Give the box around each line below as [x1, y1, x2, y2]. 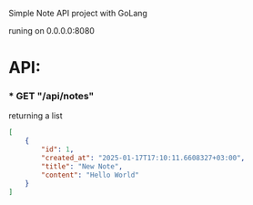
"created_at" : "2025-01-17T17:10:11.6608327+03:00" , [41, 154, 246, 163]
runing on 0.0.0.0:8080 [8, 26, 95, 36]
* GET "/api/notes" [8, 90, 95, 103]
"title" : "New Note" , [41, 161, 124, 171]
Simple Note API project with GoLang [8, 8, 147, 18]
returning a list [8, 110, 63, 121]
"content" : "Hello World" [41, 170, 140, 179]
